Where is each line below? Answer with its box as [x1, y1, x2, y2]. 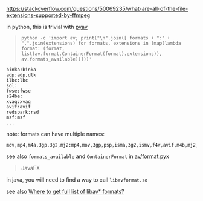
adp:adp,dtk [6, 72, 36, 78]
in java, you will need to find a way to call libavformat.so [6, 176, 148, 183]
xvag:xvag [6, 99, 31, 105]
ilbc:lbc [6, 77, 28, 84]
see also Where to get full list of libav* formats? [6, 188, 125, 195]
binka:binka [6, 67, 36, 73]
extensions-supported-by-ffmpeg [6, 12, 91, 19]
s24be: [6, 93, 23, 99]
